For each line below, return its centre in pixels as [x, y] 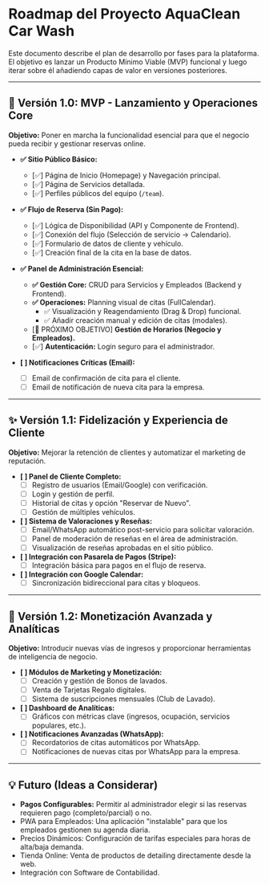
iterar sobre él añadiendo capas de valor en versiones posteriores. [118, 70]
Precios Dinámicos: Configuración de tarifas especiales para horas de [135, 838]
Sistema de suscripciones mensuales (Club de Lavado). [124, 699]
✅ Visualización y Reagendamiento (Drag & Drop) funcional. [143, 311]
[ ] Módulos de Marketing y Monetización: [91, 672]
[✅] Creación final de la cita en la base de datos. [112, 252]
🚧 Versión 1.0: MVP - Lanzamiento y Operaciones [133, 103]
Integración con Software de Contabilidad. [90, 873]
